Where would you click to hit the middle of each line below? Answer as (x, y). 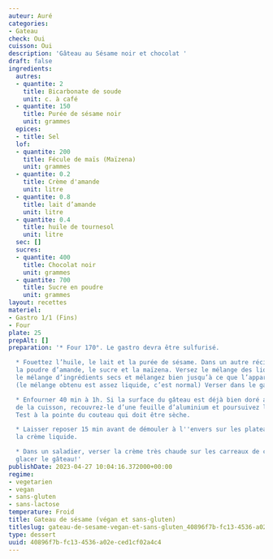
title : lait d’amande (59, 204)
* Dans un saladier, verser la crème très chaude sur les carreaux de (138, 452)
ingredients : (30, 69)
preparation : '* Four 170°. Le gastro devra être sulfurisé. (114, 348)
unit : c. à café (51, 99)
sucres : (29, 250)
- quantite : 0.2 (43, 174)
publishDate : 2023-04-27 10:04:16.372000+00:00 (91, 467)
